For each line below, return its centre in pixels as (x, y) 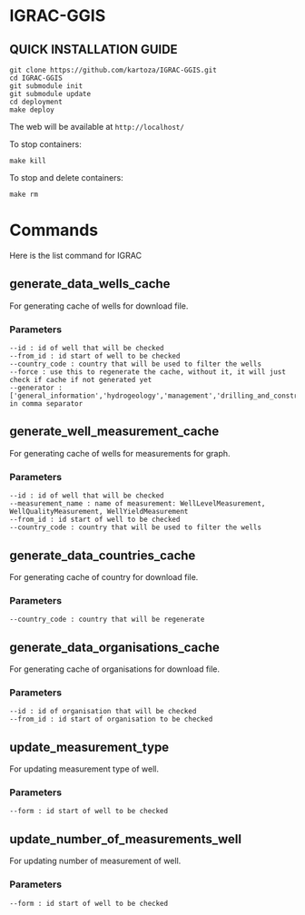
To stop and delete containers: (67, 177)
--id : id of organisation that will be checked (103, 712)
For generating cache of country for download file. (104, 576)
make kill (28, 161)
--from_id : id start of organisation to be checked (111, 719)
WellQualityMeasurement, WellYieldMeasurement (99, 512)
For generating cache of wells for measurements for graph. (120, 453)
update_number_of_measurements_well (126, 839)
